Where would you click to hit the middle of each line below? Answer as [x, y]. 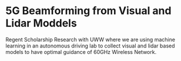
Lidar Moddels [41, 23]
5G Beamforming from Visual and [88, 11]
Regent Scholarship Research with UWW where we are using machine [90, 39]
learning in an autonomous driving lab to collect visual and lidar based [90, 46]
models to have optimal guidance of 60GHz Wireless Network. [81, 52]
